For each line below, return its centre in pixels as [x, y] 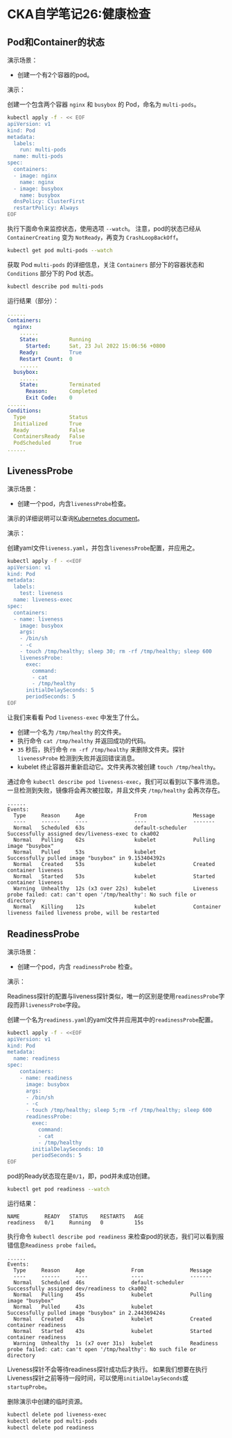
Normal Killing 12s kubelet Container [117, 907]
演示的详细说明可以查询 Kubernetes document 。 [75, 518]
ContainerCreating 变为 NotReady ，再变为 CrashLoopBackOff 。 [95, 237]
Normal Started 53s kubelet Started [114, 876]
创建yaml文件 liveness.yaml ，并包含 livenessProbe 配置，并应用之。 [103, 548]
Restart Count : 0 [46, 359]
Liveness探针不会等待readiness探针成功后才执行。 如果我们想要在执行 [107, 1369]
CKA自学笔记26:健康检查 [79, 14]
